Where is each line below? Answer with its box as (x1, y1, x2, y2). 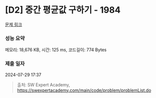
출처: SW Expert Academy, (17, 81, 70, 88)
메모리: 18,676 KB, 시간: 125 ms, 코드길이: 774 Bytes (5, 47, 107, 53)
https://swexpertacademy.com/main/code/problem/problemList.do (17, 87, 152, 93)
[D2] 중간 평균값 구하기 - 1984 (5, 4, 121, 16)
